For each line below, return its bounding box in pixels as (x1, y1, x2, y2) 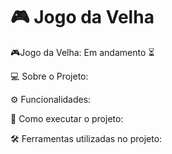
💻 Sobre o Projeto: (10, 70, 89, 82)
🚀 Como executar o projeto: (10, 112, 124, 124)
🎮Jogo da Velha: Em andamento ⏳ (10, 46, 155, 58)
